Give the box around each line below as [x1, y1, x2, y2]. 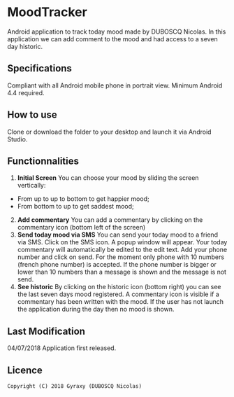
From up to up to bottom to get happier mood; [17, 195, 149, 203]
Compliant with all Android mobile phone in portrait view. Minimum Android [7, 81, 223, 90]
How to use [7, 109, 57, 121]
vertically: [17, 181, 46, 190]
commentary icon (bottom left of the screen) [17, 223, 146, 232]
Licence [7, 364, 43, 376]
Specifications [7, 62, 72, 74]
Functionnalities [7, 155, 79, 167]
